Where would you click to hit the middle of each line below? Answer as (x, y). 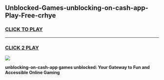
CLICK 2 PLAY (22, 48)
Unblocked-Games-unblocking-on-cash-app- (77, 8)
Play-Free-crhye (31, 16)
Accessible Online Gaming (32, 72)
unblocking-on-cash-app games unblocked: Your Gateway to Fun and (77, 67)
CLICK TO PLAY (24, 30)
